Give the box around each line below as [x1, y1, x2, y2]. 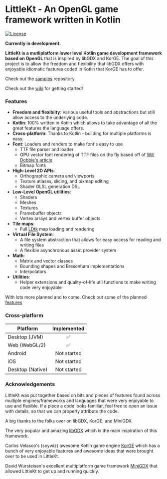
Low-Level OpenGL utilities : [12, 189, 71, 195]
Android [7, 349, 26, 356]
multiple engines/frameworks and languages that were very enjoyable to [5, 397, 154, 403]
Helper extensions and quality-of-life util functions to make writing [19, 279, 156, 285]
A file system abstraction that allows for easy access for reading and [19, 236, 161, 243]
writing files [19, 242, 44, 248]
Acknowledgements [5, 381, 55, 388]
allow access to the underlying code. [12, 114, 88, 120]
